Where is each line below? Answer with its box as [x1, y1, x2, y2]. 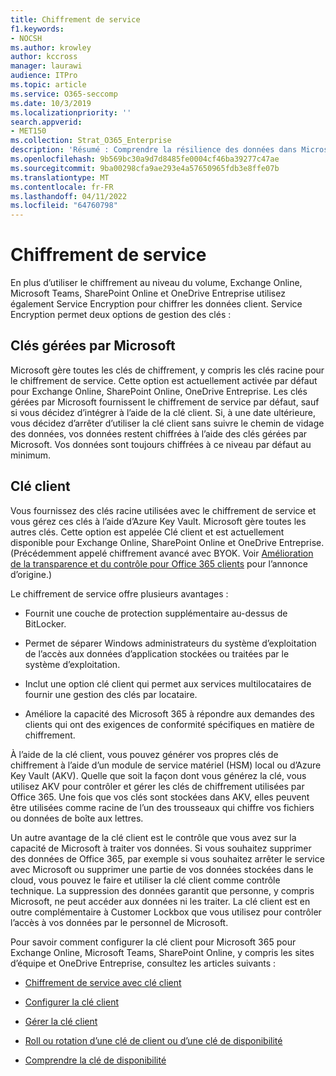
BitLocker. [24, 617, 67, 630]
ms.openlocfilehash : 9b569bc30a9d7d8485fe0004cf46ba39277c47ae [10, 154, 280, 164]
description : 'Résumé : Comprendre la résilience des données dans [10, 145, 298, 155]
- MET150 [10, 126, 47, 136]
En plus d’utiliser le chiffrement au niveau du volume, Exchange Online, [10, 277, 303, 289]
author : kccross [10, 52, 78, 62]
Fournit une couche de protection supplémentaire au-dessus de [24, 607, 288, 619]
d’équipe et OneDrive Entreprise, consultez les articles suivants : [10, 957, 277, 969]
